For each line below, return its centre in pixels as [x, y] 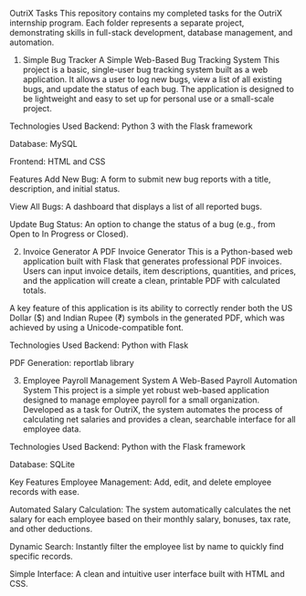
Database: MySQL [43, 144]
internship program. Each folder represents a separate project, [127, 23]
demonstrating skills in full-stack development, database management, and [151, 32]
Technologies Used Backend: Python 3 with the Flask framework [131, 126]
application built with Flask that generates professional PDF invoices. [152, 261]
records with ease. [44, 491]
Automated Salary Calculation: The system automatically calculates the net [150, 509]
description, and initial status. [65, 189]
